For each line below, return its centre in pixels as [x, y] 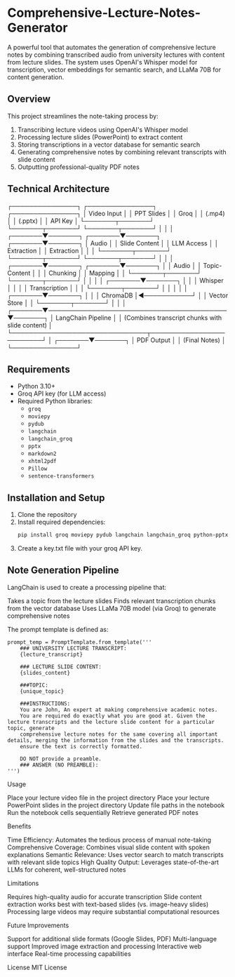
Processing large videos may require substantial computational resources [113, 911]
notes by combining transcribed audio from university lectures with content [116, 55]
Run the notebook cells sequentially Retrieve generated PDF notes [103, 812]
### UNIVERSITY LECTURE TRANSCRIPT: [74, 648]
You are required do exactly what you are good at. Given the [113, 716]
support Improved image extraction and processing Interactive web [105, 946]
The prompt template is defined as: [58, 629]
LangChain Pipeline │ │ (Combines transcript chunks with [139, 318]
